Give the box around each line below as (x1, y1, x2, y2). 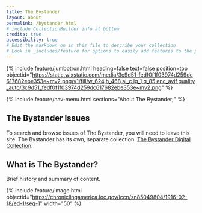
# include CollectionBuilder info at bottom (6, 25, 120, 32)
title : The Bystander (6, 8, 61, 15)
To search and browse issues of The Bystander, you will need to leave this (6, 129, 190, 136)
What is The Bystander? (6, 159, 99, 170)
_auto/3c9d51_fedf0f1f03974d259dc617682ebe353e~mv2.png (6, 84, 162, 91)
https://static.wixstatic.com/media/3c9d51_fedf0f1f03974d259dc (32, 71, 194, 78)
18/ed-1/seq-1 (6, 200, 40, 207)
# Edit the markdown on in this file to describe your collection (6, 43, 176, 49)
